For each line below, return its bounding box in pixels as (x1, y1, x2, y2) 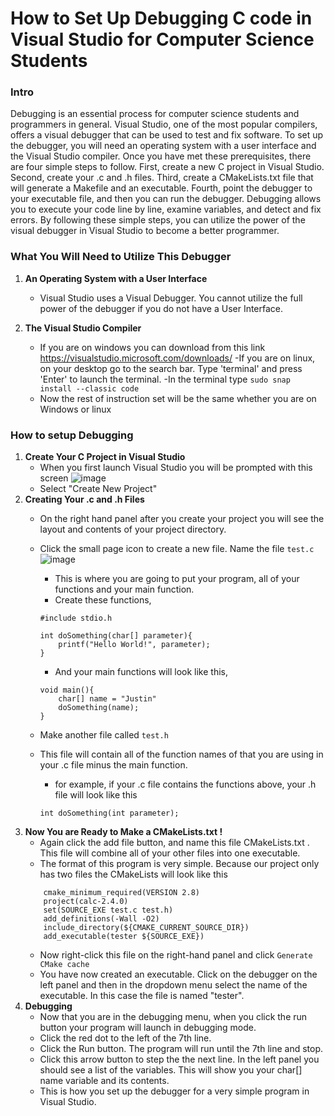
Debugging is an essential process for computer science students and (10, 108, 300, 120)
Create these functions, (54, 594, 152, 606)
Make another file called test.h (39, 729, 169, 741)
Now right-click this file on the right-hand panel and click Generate (39, 949, 313, 961)
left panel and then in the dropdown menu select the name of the (39, 979, 308, 991)
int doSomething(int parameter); (39, 808, 180, 819)
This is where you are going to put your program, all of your (54, 573, 300, 585)
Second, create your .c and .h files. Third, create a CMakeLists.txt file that (10, 172, 314, 184)
